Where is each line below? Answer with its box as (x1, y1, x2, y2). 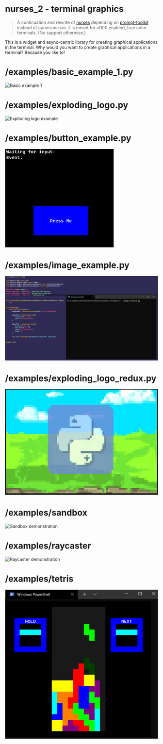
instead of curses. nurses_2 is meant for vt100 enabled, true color (16, 24, 147, 30)
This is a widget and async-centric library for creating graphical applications (5, 39, 158, 45)
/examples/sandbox (5, 507, 87, 518)
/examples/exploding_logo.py (5, 99, 129, 111)
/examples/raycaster (5, 540, 91, 551)
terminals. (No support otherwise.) (16, 30, 86, 35)
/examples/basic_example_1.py (5, 66, 133, 78)
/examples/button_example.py (5, 132, 131, 144)
